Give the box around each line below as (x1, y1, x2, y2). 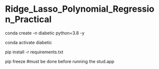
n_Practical (5, 14, 52, 25)
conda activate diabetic (5, 39, 52, 45)
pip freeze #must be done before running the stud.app (5, 58, 115, 64)
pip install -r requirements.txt (5, 49, 63, 55)
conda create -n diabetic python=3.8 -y (5, 30, 85, 36)
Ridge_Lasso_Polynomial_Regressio (5, 3, 155, 15)
